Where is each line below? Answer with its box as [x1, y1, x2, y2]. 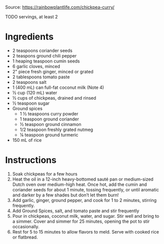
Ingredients [5, 31, 54, 43]
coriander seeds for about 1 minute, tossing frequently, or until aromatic [12, 186, 159, 192]
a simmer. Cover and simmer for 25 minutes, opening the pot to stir [12, 218, 150, 224]
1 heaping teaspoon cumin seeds [12, 58, 81, 64]
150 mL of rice [12, 137, 42, 143]
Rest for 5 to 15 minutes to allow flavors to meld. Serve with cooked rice [12, 229, 159, 235]
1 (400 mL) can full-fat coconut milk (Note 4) [12, 84, 104, 90]
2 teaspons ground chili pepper [12, 53, 77, 59]
